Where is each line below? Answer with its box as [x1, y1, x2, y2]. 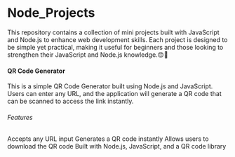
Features [7, 113, 33, 121]
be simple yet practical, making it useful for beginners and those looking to [7, 43, 224, 51]
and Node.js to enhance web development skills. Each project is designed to [7, 35, 228, 43]
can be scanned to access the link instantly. [7, 97, 134, 106]
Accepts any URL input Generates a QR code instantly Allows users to [7, 135, 209, 143]
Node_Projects [7, 5, 95, 21]
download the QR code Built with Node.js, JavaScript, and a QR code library [7, 142, 227, 151]
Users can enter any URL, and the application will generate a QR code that [7, 90, 222, 98]
